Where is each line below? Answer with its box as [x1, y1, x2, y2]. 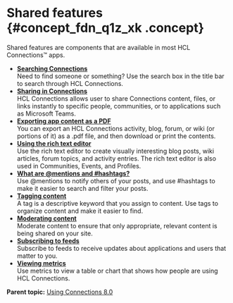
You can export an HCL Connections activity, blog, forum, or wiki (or [16, 124, 215, 132]
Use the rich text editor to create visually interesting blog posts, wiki [16, 147, 215, 155]
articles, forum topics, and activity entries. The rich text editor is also [16, 154, 216, 163]
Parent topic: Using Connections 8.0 [6, 287, 113, 296]
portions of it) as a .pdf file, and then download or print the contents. [16, 132, 216, 140]
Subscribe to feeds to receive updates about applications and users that [16, 244, 227, 252]
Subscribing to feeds [16, 236, 80, 245]
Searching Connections [16, 64, 88, 73]
